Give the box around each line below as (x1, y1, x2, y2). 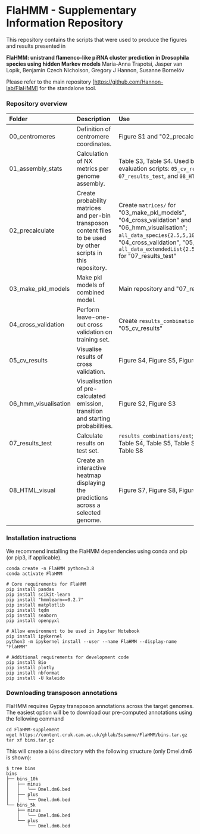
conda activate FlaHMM (6, 571, 62, 577)
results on (76, 439, 105, 448)
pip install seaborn (6, 613, 58, 618)
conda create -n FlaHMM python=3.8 (6, 565, 95, 571)
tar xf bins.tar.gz (6, 737, 55, 743)
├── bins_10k (6, 775, 39, 782)
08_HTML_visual (9, 486, 55, 494)
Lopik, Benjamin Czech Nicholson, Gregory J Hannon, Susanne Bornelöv (6, 66, 185, 73)
